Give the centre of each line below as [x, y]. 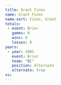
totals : [13, 24]
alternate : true [29, 70]
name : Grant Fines [24, 14]
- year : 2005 [21, 51]
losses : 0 [22, 42]
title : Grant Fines [25, 10]
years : [12, 47]
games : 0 [21, 33]
